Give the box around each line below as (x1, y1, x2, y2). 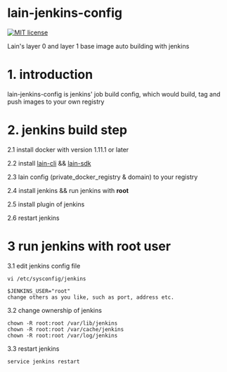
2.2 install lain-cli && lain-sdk (7, 159, 91, 167)
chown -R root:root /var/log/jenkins (7, 332, 118, 339)
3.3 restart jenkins (7, 344, 60, 353)
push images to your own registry (7, 97, 105, 106)
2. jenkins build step (7, 122, 128, 138)
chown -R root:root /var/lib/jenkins (7, 319, 118, 327)
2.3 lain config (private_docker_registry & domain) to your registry (7, 173, 198, 181)
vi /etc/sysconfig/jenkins (7, 275, 86, 283)
